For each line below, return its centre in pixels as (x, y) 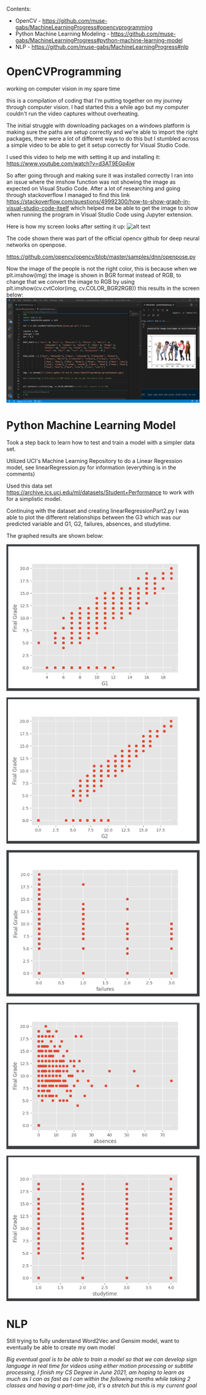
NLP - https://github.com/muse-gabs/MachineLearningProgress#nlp (102, 47)
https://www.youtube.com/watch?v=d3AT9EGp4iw (71, 163)
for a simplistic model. (34, 499)
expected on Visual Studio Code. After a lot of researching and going (93, 188)
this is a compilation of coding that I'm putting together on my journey (94, 100)
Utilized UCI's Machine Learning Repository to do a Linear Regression (94, 461)
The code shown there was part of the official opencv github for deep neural (103, 238)
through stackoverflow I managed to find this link (68, 195)
